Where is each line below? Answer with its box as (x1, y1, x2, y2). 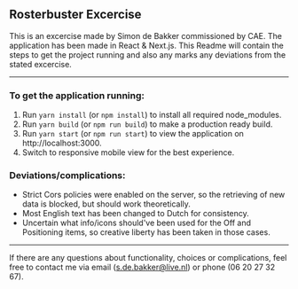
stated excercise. (9, 59, 73, 69)
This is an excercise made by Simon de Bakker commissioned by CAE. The (9, 30, 282, 41)
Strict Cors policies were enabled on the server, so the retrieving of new (21, 190, 286, 200)
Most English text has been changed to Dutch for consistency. (21, 208, 250, 219)
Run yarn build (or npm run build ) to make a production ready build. (21, 119, 273, 129)
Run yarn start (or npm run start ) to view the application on (21, 129, 244, 139)
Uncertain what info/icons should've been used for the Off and (21, 217, 251, 229)
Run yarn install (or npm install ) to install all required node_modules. (21, 110, 282, 121)
